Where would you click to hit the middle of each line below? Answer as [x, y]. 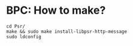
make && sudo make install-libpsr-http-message [67, 31]
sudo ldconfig [24, 36]
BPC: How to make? [56, 10]
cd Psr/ [16, 26]
